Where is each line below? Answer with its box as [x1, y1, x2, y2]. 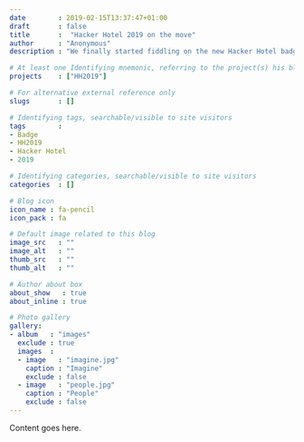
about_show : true [9, 288, 88, 298]
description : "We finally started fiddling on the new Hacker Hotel [9, 47, 278, 56]
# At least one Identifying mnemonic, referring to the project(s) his [9, 64, 285, 73]
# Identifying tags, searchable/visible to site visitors [9, 113, 233, 123]
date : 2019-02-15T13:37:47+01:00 [9, 13, 168, 23]
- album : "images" [9, 330, 91, 339]
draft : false [9, 22, 88, 31]
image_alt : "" [9, 247, 75, 256]
